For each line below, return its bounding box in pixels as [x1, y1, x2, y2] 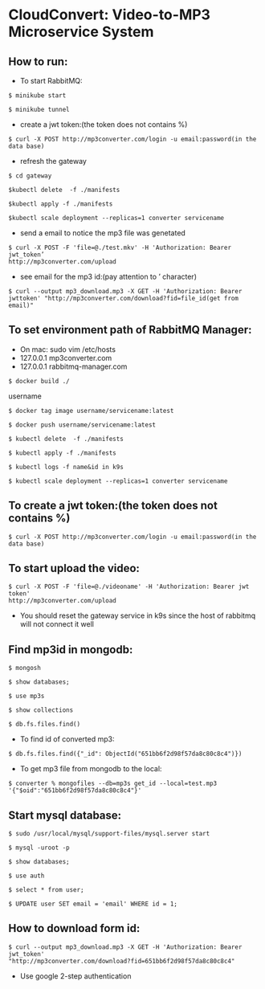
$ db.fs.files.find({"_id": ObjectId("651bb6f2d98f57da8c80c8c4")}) [8, 750, 243, 758]
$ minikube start [8, 92, 67, 100]
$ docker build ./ [8, 377, 70, 385]
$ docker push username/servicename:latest [8, 420, 157, 429]
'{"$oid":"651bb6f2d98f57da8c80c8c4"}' [8, 787, 142, 795]
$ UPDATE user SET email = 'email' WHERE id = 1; [8, 900, 178, 909]
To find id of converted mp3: [19, 734, 115, 744]
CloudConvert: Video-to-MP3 [8, 6, 211, 24]
